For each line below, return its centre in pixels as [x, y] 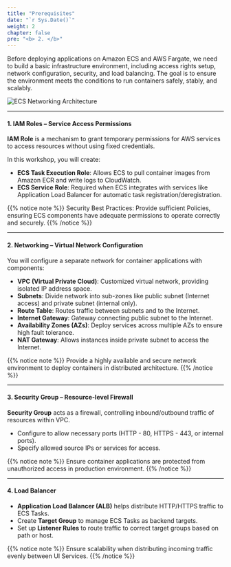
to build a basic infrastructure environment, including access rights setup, [112, 66]
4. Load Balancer [32, 491]
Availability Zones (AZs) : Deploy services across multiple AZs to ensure [120, 325]
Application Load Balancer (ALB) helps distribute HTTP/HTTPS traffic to [120, 506]
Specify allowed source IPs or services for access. [89, 448]
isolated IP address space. [55, 288]
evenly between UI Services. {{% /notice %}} [71, 556]
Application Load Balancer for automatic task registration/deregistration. [119, 195]
